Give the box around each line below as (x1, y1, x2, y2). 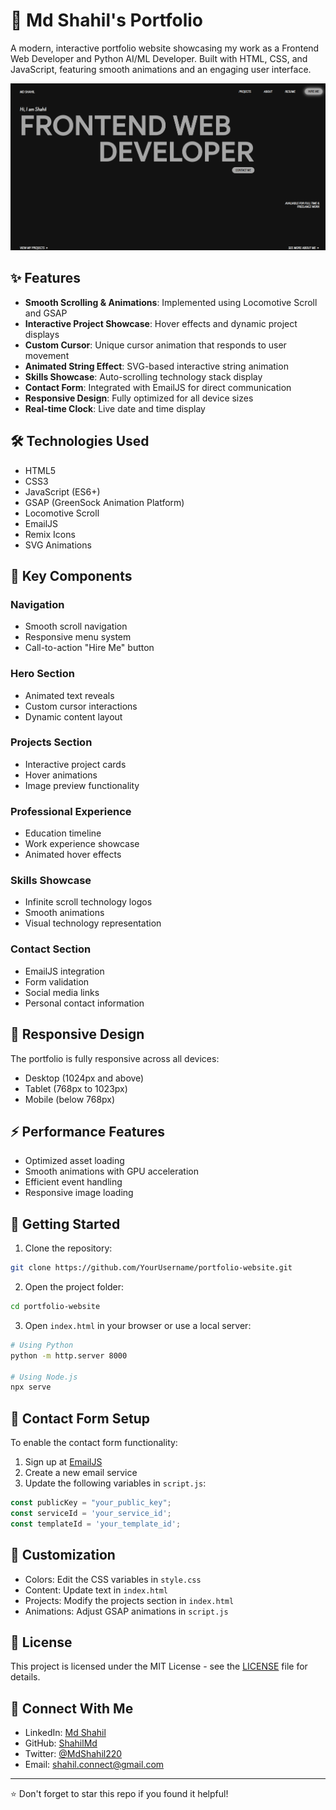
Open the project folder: (24, 1281, 125, 1293)
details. (10, 1671, 41, 1683)
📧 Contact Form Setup (10, 1410, 150, 1427)
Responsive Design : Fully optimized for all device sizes (24, 392, 254, 404)
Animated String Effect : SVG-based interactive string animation (24, 360, 289, 372)
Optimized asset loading (24, 1155, 125, 1167)
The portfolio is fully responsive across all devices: (10, 1052, 220, 1064)
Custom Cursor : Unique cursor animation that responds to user (24, 339, 287, 351)
